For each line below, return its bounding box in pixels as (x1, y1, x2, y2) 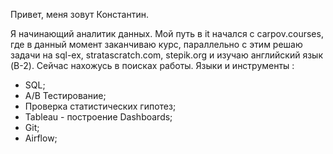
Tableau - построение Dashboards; (24, 111, 173, 123)
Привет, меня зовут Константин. (10, 9, 149, 20)
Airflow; (24, 132, 58, 144)
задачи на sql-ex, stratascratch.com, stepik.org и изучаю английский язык (10, 49, 323, 61)
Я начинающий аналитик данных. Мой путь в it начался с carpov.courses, (10, 28, 324, 39)
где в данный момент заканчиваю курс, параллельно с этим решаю (10, 39, 303, 50)
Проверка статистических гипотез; (24, 100, 177, 112)
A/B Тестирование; (24, 90, 107, 101)
